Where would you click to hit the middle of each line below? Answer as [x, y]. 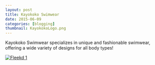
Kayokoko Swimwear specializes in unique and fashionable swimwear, [78, 42]
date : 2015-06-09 [23, 19]
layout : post [19, 10]
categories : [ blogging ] [30, 24]
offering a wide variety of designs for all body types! [59, 48]
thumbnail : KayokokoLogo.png [36, 28]
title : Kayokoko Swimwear [32, 14]
